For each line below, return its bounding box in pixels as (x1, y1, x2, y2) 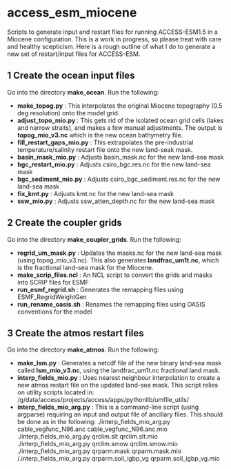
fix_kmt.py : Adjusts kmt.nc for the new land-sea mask (17, 189, 174, 198)
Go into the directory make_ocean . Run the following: (7, 88, 159, 96)
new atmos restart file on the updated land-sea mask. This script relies (17, 381, 219, 390)
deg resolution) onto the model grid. (17, 108, 120, 117)
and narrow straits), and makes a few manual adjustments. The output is (17, 123, 223, 132)
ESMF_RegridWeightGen (17, 292, 88, 301)
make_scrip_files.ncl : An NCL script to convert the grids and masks (17, 271, 212, 279)
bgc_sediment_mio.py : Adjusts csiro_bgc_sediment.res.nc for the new (17, 175, 221, 183)
